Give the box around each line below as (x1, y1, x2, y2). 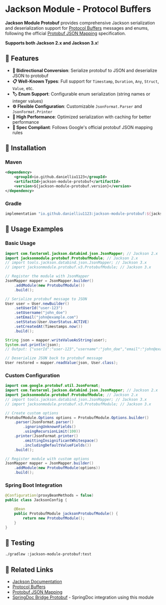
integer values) (12, 98, 43, 104)
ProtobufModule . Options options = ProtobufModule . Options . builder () (5, 415, 149, 420)
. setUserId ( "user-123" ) (14, 306, 63, 311)
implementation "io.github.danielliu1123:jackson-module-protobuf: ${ (5, 211, 152, 216)
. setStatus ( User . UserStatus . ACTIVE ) (14, 320, 90, 325)
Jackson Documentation (12, 579, 62, 585)
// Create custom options (5, 411, 58, 416)
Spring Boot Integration (5, 482, 63, 489)
